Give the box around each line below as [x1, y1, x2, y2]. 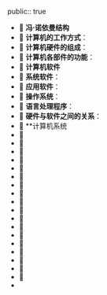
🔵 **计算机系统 [18, 121, 68, 131]
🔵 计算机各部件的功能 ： [18, 53, 95, 61]
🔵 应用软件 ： [18, 82, 61, 91]
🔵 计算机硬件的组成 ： [18, 42, 88, 52]
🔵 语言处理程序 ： [18, 101, 74, 111]
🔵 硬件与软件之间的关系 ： [18, 112, 101, 120]
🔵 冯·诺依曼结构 [18, 23, 70, 32]
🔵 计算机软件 [18, 62, 61, 72]
